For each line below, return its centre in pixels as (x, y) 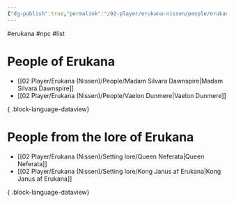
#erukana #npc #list (36, 33)
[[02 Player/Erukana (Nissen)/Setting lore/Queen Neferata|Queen (111, 156)
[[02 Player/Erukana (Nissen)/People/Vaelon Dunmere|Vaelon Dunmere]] (122, 95)
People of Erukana (61, 62)
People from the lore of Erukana (101, 137)
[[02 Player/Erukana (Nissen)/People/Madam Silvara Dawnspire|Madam (120, 81)
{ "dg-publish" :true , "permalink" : (56, 14)
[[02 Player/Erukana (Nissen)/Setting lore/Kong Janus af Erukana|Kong (119, 171)
